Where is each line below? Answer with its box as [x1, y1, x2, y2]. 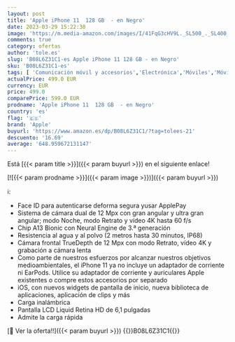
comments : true [7, 36, 52, 43]
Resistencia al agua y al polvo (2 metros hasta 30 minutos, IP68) [17, 231, 203, 240]
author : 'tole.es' [7, 50, 61, 57]
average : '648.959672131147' [7, 141, 92, 148]
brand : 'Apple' [7, 121, 52, 128]
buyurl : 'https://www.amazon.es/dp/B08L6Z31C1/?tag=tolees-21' [7, 128, 196, 135]
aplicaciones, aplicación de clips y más [17, 291, 131, 299]
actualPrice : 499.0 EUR [7, 75, 77, 83]
